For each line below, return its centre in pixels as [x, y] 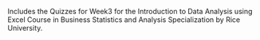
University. [25, 28]
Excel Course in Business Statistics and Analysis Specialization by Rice [124, 20]
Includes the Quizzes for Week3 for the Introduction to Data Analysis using [130, 11]
